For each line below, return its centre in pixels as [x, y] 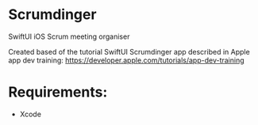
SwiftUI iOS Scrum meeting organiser [69, 36]
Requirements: [58, 92]
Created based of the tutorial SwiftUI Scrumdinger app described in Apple [129, 51]
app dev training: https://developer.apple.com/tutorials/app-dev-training [126, 60]
